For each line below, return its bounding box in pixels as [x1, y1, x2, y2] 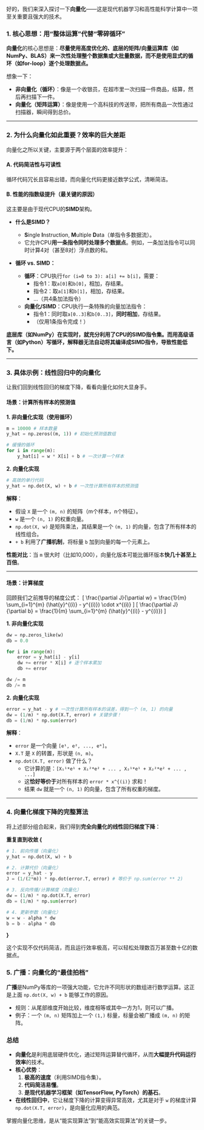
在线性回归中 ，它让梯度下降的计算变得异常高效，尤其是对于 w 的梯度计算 [15, 1096, 197, 1103]
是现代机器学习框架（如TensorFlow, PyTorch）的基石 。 [24, 1089, 164, 1096]
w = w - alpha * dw [6, 915, 56, 921]
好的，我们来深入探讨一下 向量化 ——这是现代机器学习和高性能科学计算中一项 [6, 5, 198, 12]
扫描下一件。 [25, 93, 58, 100]
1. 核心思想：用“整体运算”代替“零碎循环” [6, 29, 126, 38]
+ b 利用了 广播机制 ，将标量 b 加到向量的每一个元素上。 [15, 538, 154, 545]
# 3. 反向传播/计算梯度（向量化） [6, 887, 82, 893]
